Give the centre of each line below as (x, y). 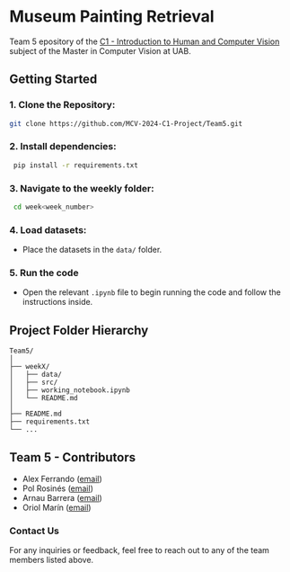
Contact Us (35, 531)
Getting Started (53, 80)
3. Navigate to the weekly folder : (82, 188)
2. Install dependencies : (63, 147)
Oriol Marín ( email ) (57, 508)
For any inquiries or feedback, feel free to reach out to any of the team (139, 550)
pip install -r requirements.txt (76, 165)
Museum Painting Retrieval (112, 17)
